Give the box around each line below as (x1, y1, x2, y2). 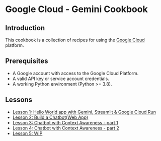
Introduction (5, 24, 45, 32)
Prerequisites (5, 57, 48, 65)
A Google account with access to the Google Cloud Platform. (12, 70, 139, 76)
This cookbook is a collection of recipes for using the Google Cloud (5, 37, 145, 43)
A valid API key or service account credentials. (12, 76, 109, 82)
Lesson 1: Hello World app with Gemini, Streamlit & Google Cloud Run (12, 109, 156, 115)
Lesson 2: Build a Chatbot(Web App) (12, 114, 89, 120)
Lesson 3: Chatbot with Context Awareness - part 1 (12, 119, 118, 125)
